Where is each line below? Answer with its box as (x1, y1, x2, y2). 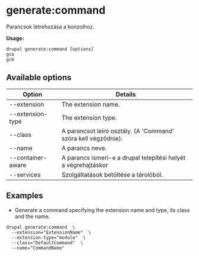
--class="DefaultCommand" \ (11, 239, 84, 246)
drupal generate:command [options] (6, 46, 94, 52)
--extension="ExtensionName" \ (11, 229, 92, 235)
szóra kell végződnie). (61, 134, 123, 142)
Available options (6, 72, 72, 83)
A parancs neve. (61, 143, 107, 152)
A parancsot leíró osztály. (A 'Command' (61, 127, 175, 135)
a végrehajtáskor (61, 161, 108, 169)
